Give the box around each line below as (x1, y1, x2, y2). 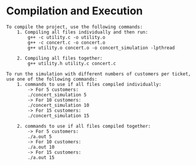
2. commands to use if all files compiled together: (17, 123, 151, 129)
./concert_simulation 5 (27, 91, 87, 98)
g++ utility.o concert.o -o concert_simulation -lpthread (27, 45, 175, 51)
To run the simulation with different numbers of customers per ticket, (6, 70, 191, 77)
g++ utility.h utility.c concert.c (27, 60, 117, 66)
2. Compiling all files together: (17, 55, 103, 61)
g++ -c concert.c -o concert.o (27, 39, 106, 45)
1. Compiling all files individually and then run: (17, 29, 148, 35)
